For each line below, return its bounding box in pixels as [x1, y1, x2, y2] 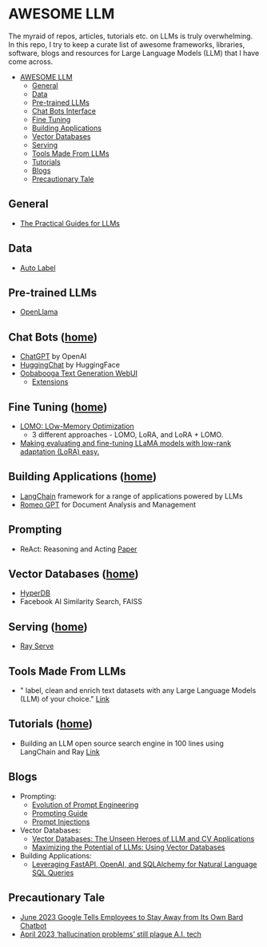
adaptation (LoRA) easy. [19, 447, 100, 456]
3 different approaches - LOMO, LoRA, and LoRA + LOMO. [31, 430, 224, 440]
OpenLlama [19, 307, 58, 316]
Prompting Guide [31, 808, 88, 818]
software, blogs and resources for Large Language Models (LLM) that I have [8, 48, 260, 58]
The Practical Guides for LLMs [19, 218, 120, 228]
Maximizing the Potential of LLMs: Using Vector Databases [31, 842, 225, 852]
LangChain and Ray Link [19, 746, 100, 756]
